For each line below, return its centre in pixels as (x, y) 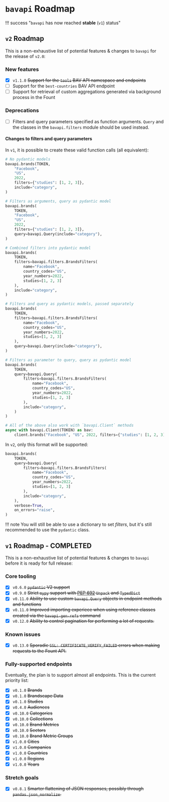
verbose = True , (29, 506)
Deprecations (22, 111)
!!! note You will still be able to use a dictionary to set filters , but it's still (78, 524)
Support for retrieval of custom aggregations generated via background (87, 92)
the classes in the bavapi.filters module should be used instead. (81, 127)
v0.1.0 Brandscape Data (38, 696)
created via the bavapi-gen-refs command (57, 615)
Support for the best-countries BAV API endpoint (64, 86)
